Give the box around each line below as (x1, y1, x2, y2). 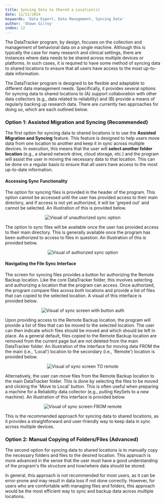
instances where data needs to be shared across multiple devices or (5, 55, 144, 61)
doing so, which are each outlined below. (5, 107, 89, 113)
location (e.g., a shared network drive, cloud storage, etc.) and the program (5, 151, 159, 157)
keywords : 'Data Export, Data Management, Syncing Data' (5, 16, 125, 21)
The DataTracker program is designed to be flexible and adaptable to (5, 80, 145, 86)
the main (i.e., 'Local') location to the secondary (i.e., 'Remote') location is (5, 348, 155, 354)
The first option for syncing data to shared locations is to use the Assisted (5, 130, 156, 136)
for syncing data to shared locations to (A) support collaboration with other (5, 91, 157, 97)
